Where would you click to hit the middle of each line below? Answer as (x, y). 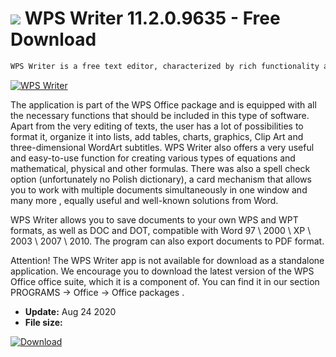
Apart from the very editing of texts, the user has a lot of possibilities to (157, 126)
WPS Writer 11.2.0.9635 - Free (152, 18)
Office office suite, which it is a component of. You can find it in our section (165, 281)
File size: (43, 322)
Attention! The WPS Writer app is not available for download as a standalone (167, 260)
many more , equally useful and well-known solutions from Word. (144, 200)
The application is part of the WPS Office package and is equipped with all (163, 104)
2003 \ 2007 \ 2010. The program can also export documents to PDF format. (167, 241)
